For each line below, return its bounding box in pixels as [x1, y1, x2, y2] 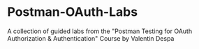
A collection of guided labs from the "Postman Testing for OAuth [7, 27, 193, 35]
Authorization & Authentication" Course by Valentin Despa [7, 34, 175, 42]
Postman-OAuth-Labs [7, 4, 138, 20]
